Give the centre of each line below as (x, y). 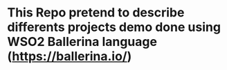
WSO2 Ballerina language (82, 42)
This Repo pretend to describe (96, 13)
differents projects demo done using (114, 27)
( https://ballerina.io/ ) (70, 57)
